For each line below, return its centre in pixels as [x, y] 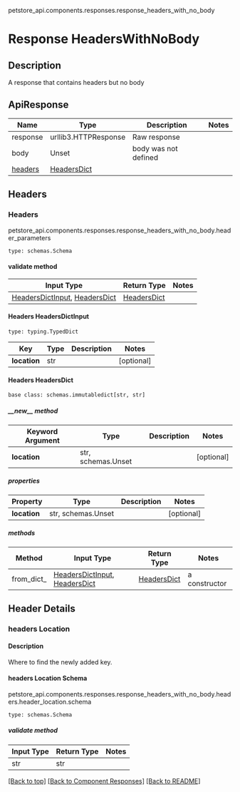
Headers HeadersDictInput [49, 317]
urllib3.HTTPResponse [88, 137]
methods [22, 533]
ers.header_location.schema [50, 701]
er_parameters [30, 237]
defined [145, 158]
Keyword [42, 432]
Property [27, 502]
